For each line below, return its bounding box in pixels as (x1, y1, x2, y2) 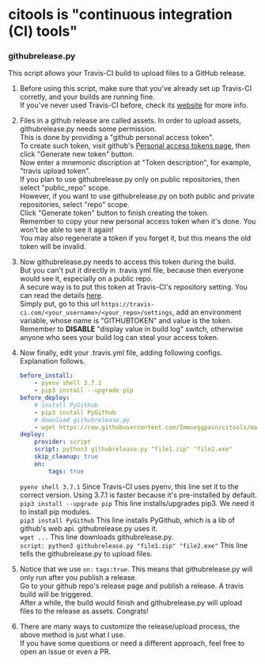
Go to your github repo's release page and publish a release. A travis (19, 581, 244, 590)
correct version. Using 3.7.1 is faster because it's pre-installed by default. (19, 490, 257, 500)
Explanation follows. (19, 357, 85, 366)
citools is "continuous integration (8, 6, 233, 24)
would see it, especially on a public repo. (19, 274, 153, 284)
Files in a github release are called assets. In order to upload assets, (19, 116, 241, 126)
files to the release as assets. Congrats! (19, 606, 149, 616)
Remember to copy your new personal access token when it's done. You (19, 217, 256, 226)
